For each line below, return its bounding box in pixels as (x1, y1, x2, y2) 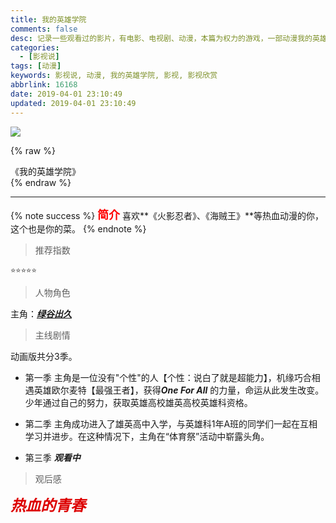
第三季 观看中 (24, 451, 81, 463)
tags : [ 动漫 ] (10, 61, 62, 71)
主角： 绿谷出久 (10, 307, 72, 320)
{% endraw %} (10, 176, 72, 188)
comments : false (10, 24, 78, 34)
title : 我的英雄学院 (10, 14, 87, 25)
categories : (10, 42, 60, 53)
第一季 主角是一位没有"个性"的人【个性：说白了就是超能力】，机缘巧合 (24, 371, 312, 383)
